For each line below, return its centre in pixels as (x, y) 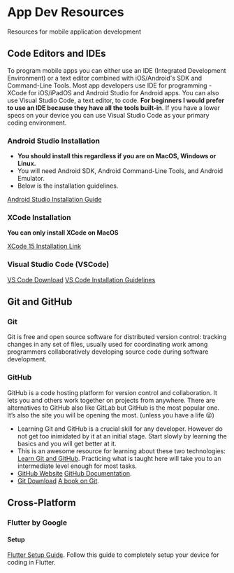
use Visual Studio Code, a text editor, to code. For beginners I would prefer (116, 100)
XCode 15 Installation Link (44, 247)
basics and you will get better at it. (67, 443)
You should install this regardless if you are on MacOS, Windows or (117, 156)
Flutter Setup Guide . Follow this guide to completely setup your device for (113, 555)
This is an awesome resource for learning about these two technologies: (121, 451)
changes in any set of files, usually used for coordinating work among (108, 345)
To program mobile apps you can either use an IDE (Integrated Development (117, 70)
